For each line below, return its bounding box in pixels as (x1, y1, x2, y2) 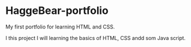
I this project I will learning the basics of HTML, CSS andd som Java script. (5, 34, 186, 41)
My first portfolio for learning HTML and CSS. (5, 23, 115, 30)
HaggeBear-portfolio (5, 4, 109, 17)
